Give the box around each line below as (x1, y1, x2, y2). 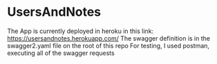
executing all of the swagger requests (7, 49, 115, 57)
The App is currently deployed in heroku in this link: (7, 27, 154, 35)
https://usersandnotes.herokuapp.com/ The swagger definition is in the (7, 34, 211, 42)
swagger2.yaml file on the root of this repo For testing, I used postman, (7, 41, 209, 50)
